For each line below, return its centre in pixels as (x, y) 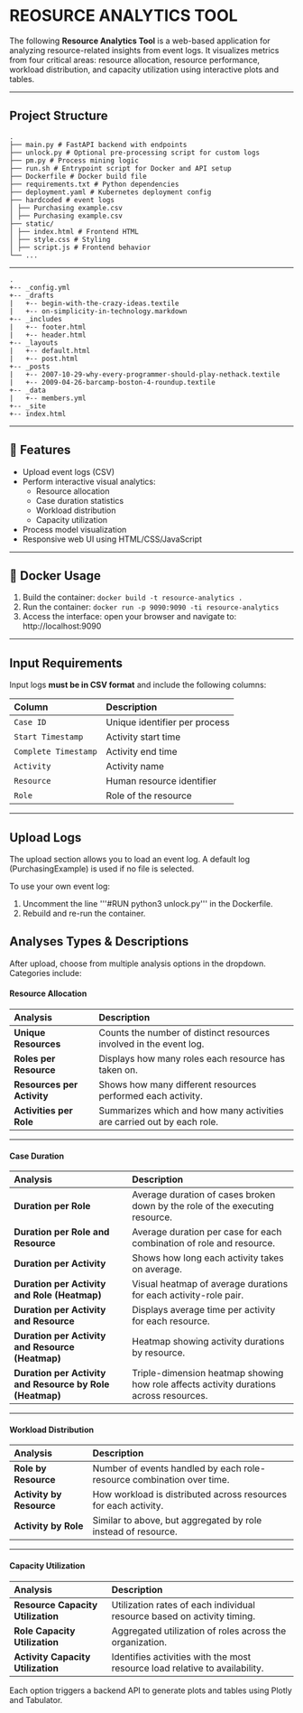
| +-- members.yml (48, 398)
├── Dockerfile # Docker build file (78, 176)
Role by (30, 1468)
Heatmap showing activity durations (208, 1342)
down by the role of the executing (203, 1206)
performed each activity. (151, 1096)
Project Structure (59, 116)
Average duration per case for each (207, 1232)
